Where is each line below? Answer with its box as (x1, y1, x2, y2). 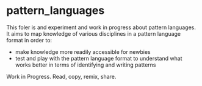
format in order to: (6, 36, 52, 44)
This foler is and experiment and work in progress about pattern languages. (6, 24, 197, 31)
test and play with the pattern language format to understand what (15, 55, 182, 62)
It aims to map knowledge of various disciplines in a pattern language (6, 30, 181, 37)
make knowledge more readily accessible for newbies (15, 48, 151, 55)
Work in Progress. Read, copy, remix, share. (6, 73, 117, 80)
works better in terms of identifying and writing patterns (15, 61, 156, 68)
